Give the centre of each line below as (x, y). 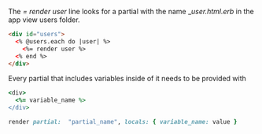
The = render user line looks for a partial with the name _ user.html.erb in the (131, 11)
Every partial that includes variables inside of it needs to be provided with (127, 79)
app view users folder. (44, 20)
